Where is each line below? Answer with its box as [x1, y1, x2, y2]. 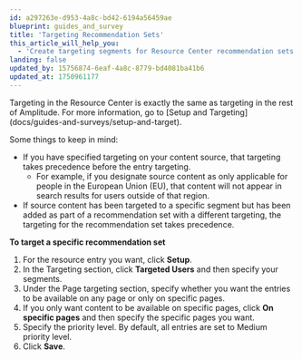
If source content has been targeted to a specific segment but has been [22, 199, 291, 210]
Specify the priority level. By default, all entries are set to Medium [22, 321, 268, 332]
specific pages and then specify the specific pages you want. [22, 312, 256, 323]
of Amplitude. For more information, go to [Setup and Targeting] [9, 106, 248, 118]
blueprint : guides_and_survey [9, 22, 124, 31]
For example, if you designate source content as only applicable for [35, 170, 288, 181]
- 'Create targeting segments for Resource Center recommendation [17, 47, 274, 56]
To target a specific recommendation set [9, 237, 166, 247]
